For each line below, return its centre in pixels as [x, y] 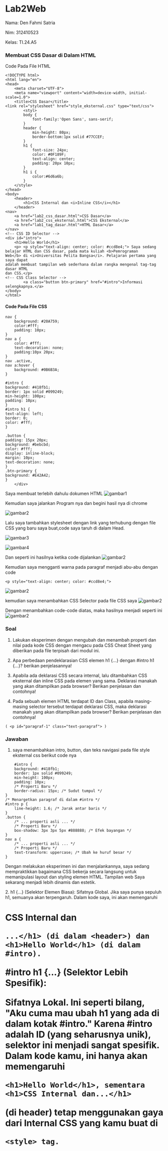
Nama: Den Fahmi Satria [30, 23]
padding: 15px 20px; [27, 440]
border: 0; [17, 418]
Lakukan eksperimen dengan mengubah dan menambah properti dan [84, 640]
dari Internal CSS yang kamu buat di [82, 1123]
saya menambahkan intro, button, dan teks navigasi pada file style [81, 750]
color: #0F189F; [49, 155]
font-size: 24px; [50, 150]
